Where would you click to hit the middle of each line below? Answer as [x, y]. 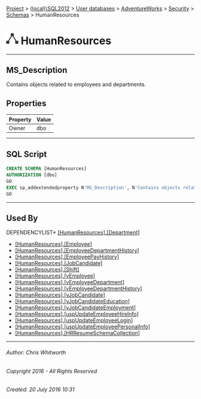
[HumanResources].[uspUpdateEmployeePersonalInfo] [83, 327]
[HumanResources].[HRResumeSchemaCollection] [77, 333]
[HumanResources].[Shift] [47, 270]
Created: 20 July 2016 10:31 [40, 389]
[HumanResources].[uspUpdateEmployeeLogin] [74, 321]
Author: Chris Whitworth [36, 352]
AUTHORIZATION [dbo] [32, 175]
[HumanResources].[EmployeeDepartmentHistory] [77, 251]
